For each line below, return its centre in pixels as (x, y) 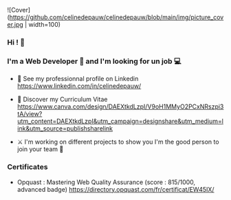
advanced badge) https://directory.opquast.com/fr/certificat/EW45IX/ (115, 189)
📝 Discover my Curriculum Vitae (62, 100)
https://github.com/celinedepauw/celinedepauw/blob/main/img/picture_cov (117, 17)
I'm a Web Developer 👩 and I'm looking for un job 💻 (94, 61)
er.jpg (15, 24)
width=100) (44, 24)
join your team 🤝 (40, 149)
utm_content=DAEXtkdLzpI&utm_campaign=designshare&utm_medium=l (120, 121)
